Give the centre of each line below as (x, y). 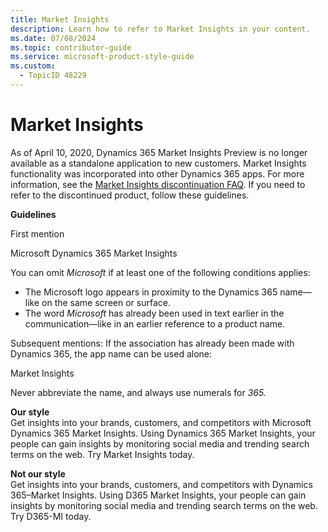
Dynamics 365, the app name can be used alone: (111, 353)
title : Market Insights (60, 19)
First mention (37, 233)
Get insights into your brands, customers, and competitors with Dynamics (161, 484)
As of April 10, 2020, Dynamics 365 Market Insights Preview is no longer (159, 152)
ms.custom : (33, 66)
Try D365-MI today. (51, 516)
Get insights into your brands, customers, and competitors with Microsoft (161, 422)
